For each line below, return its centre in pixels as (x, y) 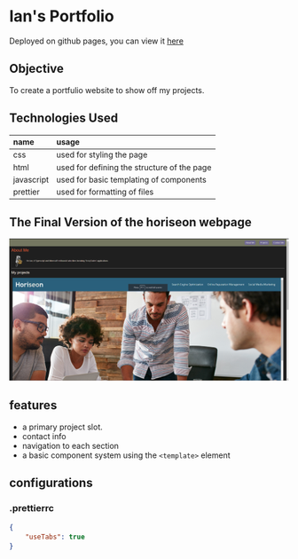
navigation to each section (71, 445)
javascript (31, 179)
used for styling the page (102, 155)
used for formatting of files (105, 192)
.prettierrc (32, 508)
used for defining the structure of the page (134, 167)
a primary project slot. (63, 427)
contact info (44, 436)
